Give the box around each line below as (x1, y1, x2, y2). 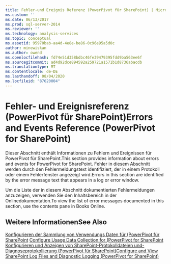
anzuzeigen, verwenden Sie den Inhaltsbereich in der (5, 192, 117, 198)
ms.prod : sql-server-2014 (5, 21, 60, 27)
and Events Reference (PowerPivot (5, 122, 155, 134)
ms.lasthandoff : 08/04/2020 (5, 74, 65, 79)
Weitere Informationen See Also (5, 218, 107, 227)
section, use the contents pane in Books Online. (5, 203, 105, 209)
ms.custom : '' (5, 12, 36, 17)
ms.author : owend (5, 50, 42, 55)
